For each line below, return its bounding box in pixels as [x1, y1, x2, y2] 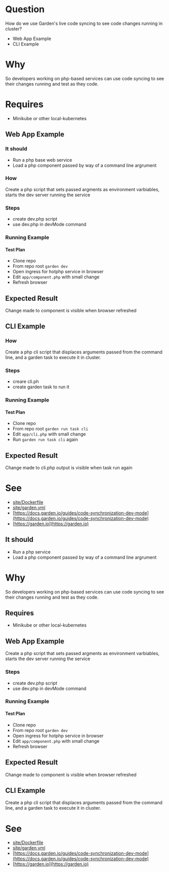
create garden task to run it [12, 384, 69, 390]
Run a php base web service [12, 157, 72, 163]
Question [5, 4, 45, 15]
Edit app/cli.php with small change [12, 431, 86, 437]
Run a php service [12, 549, 51, 555]
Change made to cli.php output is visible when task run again [5, 464, 133, 470]
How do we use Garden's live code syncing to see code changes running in [5, 20, 163, 26]
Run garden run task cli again [12, 437, 78, 443]
